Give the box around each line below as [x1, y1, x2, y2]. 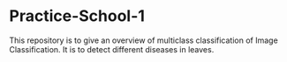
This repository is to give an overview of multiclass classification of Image [9, 35, 278, 45]
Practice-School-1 [9, 6, 146, 26]
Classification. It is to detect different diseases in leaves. [9, 44, 215, 54]
